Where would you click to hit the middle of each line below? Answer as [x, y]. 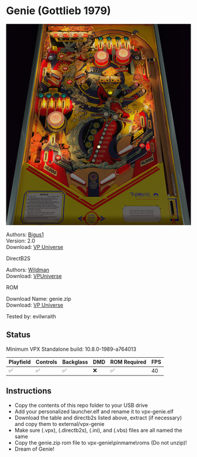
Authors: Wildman [28, 270]
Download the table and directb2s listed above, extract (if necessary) [98, 418]
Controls [46, 362]
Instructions [29, 391]
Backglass [75, 362]
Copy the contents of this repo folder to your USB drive [81, 405]
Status [18, 335]
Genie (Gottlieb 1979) [59, 11]
